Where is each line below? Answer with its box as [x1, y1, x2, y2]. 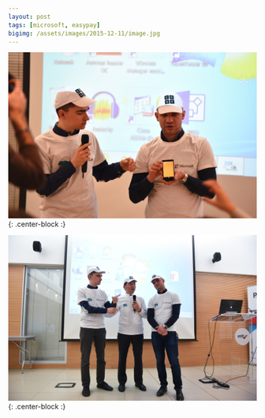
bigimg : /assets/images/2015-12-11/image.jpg [8, 29, 160, 37]
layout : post [8, 13, 51, 21]
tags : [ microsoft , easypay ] [8, 21, 101, 29]
